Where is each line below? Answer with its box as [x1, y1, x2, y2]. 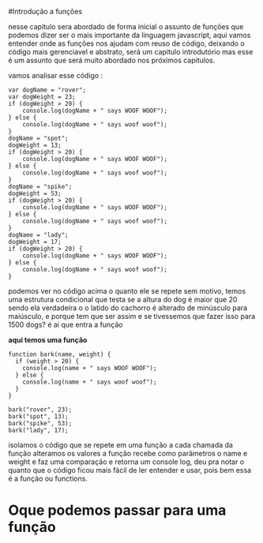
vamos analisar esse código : [8, 71, 103, 80]
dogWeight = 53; [8, 189, 62, 197]
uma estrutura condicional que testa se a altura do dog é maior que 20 [8, 295, 238, 304]
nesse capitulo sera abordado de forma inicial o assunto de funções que [8, 22, 244, 31]
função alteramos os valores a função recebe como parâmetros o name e [8, 449, 248, 458]
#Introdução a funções [8, 7, 83, 16]
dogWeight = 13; [8, 141, 62, 149]
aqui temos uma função [8, 335, 88, 344]
